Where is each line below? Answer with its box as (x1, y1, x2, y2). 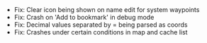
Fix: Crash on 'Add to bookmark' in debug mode (13, 13, 155, 22)
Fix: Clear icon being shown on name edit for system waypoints (13, 6, 200, 14)
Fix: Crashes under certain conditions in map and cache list (13, 28, 188, 37)
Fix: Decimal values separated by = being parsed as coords (13, 20, 188, 29)
